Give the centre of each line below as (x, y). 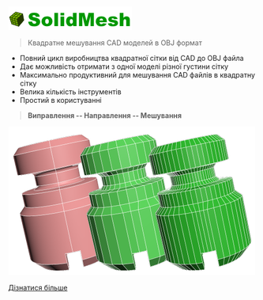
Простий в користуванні (61, 100)
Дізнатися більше (38, 288)
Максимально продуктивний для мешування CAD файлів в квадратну (137, 75)
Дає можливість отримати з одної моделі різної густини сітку (124, 66)
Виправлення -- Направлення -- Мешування (105, 116)
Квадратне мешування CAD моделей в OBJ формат (115, 43)
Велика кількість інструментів (70, 92)
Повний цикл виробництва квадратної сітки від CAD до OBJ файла (131, 58)
